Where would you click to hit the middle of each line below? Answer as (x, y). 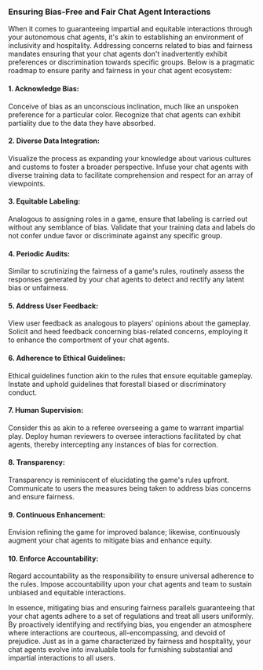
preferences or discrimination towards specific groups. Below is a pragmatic (131, 62)
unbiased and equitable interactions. (67, 593)
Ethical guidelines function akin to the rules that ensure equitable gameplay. (131, 375)
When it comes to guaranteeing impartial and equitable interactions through (130, 29)
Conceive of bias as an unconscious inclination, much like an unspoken (124, 106)
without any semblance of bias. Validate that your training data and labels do (132, 227)
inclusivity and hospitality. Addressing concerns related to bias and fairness (130, 46)
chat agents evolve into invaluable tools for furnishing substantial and (121, 650)
